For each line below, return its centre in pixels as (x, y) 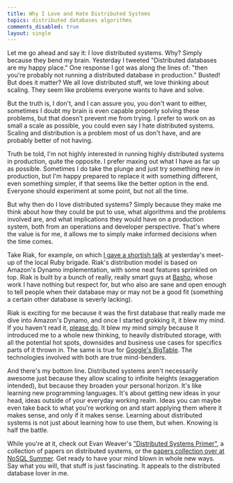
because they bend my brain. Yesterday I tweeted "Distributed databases (112, 61)
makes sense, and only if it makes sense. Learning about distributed (105, 415)
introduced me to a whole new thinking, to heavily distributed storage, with (114, 335)
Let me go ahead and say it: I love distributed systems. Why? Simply (105, 53)
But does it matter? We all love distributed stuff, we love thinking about (108, 83)
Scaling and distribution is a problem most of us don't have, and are (104, 133)
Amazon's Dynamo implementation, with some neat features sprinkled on (112, 270)
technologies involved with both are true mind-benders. (87, 358)
